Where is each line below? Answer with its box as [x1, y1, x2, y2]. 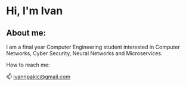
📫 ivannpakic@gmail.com [6, 73, 70, 80]
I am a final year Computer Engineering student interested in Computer [6, 43, 180, 50]
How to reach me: [6, 61, 50, 68]
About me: [6, 28, 46, 38]
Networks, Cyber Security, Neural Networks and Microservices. [6, 50, 163, 57]
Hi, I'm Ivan [6, 4, 63, 18]
